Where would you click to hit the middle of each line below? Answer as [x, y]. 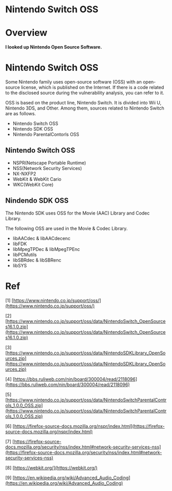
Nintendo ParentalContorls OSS [46, 135]
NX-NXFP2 [24, 174]
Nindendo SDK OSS [37, 201]
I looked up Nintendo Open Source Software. [54, 47]
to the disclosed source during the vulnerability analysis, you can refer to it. [85, 93]
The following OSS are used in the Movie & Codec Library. [67, 228]
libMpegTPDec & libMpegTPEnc [46, 249]
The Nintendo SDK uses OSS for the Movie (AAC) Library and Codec [78, 213]
